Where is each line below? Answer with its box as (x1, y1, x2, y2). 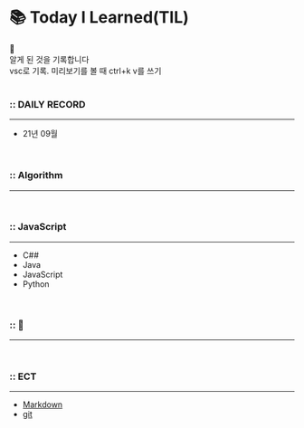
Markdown (22, 399, 63, 410)
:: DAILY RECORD (9, 98, 86, 110)
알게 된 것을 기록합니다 (9, 53, 90, 64)
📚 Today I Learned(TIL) (9, 7, 190, 28)
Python (22, 278, 50, 290)
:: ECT (9, 370, 37, 383)
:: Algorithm (9, 169, 63, 182)
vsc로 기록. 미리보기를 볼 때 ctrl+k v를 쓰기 (9, 65, 162, 76)
